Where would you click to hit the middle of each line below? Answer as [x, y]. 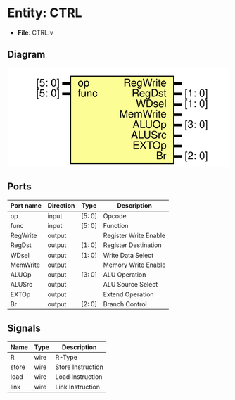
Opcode [115, 215]
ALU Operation [125, 275]
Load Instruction [79, 377]
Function [116, 225]
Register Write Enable [134, 236]
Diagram [26, 55]
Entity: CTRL [45, 13]
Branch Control [125, 304]
